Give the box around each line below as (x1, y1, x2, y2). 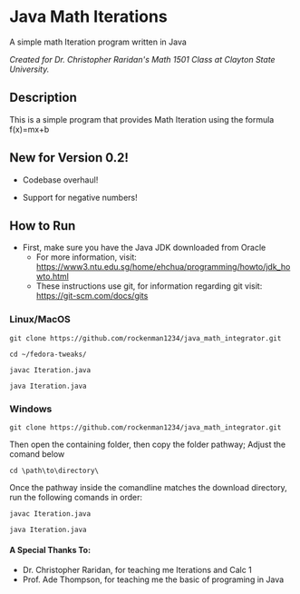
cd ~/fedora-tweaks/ (9, 350, 88, 359)
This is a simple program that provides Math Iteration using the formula (9, 114, 275, 124)
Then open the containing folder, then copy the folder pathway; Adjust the (9, 439, 286, 450)
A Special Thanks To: (9, 544, 92, 555)
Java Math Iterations (9, 6, 168, 27)
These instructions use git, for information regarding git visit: (35, 281, 263, 292)
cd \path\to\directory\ (9, 466, 100, 475)
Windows (9, 402, 53, 415)
